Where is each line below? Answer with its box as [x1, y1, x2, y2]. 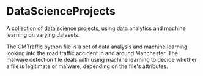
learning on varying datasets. [6, 31, 80, 38]
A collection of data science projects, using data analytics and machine [6, 25, 186, 32]
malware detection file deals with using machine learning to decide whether [6, 56, 197, 63]
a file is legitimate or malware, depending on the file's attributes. [6, 63, 168, 70]
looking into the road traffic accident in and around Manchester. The [6, 49, 179, 56]
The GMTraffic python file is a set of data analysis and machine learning [6, 43, 188, 50]
